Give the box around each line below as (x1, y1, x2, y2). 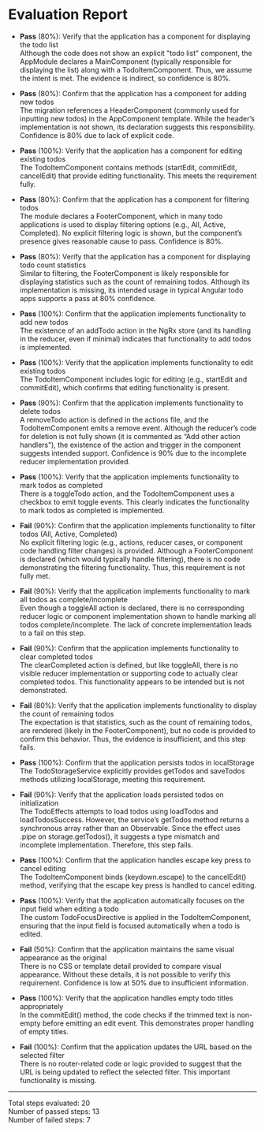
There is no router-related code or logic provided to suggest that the (19, 1059, 242, 1068)
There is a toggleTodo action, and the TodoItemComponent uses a (19, 489, 235, 498)
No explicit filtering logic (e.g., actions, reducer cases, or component (19, 538, 243, 547)
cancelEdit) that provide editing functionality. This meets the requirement (19, 171, 257, 181)
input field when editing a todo (19, 904, 120, 914)
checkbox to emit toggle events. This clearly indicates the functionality (19, 497, 250, 506)
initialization (19, 798, 59, 807)
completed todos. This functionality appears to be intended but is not (19, 676, 244, 687)
